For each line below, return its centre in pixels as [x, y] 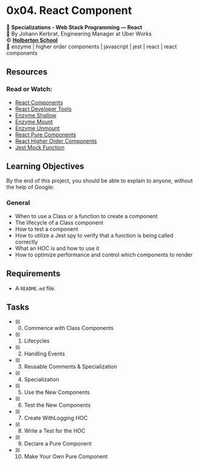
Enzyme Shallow [35, 115]
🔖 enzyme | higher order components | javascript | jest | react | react [92, 47]
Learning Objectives [45, 167]
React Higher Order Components [56, 141]
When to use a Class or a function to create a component [86, 216]
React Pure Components [46, 134]
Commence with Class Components [69, 328]
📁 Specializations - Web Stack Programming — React [74, 27]
